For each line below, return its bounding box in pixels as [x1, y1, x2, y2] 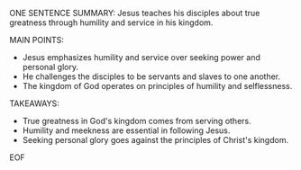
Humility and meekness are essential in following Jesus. [22, 125, 231, 136]
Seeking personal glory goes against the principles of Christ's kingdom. [22, 135, 289, 145]
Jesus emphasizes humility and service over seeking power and [22, 52, 261, 62]
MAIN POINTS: [9, 35, 65, 45]
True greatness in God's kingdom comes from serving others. [22, 116, 252, 126]
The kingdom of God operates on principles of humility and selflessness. [22, 81, 293, 91]
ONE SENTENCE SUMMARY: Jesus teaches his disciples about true [9, 8, 260, 18]
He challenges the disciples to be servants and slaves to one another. [22, 71, 281, 82]
